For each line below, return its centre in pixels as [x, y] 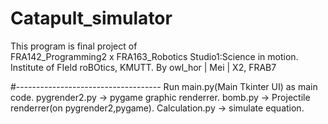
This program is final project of [74, 46]
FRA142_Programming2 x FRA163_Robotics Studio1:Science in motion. [154, 56]
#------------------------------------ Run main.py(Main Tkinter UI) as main [164, 86]
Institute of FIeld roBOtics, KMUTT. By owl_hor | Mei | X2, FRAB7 [143, 67]
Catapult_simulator [91, 18]
